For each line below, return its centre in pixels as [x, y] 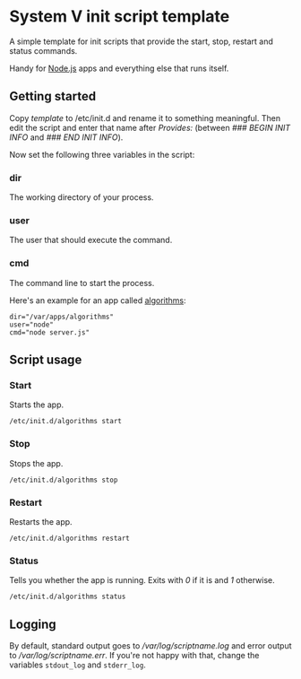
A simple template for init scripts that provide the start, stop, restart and [141, 41]
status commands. [43, 50]
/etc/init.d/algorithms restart [69, 538]
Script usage [46, 360]
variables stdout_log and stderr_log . [77, 665]
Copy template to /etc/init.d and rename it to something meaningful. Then [145, 118]
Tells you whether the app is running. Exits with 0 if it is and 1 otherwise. [142, 580]
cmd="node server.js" [50, 332]
